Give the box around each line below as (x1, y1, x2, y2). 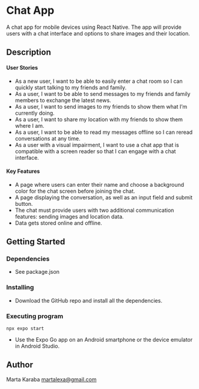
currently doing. (14, 109, 55, 116)
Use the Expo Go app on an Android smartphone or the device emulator (14, 336, 193, 343)
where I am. (14, 122, 44, 129)
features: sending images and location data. (14, 213, 124, 220)
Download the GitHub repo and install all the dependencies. (14, 297, 162, 304)
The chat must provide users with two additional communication (14, 207, 174, 214)
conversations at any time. (14, 134, 81, 142)
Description (6, 47, 51, 58)
